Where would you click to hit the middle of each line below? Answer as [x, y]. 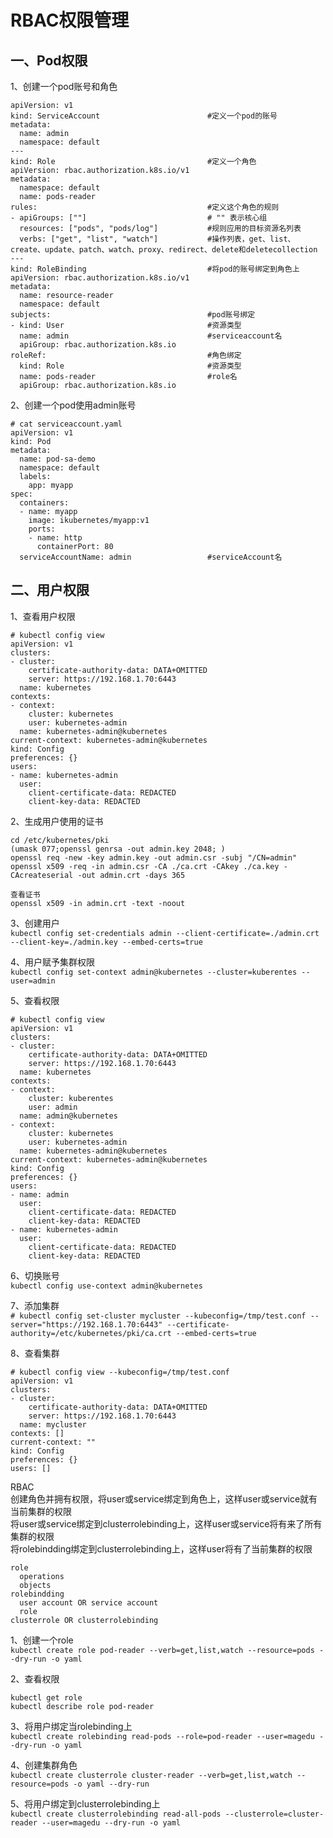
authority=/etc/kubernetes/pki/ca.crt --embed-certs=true [133, 1333]
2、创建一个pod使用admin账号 [73, 405]
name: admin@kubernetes [68, 1116]
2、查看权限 [35, 1678]
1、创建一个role [42, 1640]
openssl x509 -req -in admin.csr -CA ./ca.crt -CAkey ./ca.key [145, 866]
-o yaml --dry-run [111, 1784]
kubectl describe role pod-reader [82, 1706]
